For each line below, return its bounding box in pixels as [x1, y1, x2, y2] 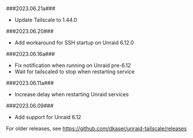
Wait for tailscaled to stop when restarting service [14, 68, 135, 75]
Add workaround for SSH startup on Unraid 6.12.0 [14, 39, 135, 46]
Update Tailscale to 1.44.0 [14, 16, 77, 23]
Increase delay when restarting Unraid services [14, 91, 129, 97]
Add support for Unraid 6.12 [14, 114, 82, 120]
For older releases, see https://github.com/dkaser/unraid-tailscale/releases [6, 125, 187, 132]
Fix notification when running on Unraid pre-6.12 [14, 62, 131, 69]
